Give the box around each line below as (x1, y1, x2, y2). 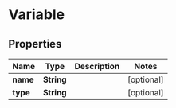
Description (74, 61, 120, 71)
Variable (8, 6, 65, 24)
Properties (8, 37, 62, 51)
